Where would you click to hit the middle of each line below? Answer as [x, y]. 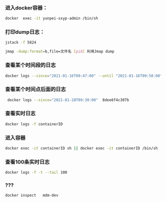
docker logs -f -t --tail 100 [36, 173]
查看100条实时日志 [27, 162]
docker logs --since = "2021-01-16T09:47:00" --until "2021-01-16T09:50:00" [84, 76]
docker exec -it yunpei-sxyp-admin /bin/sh [52, 18]
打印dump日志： [25, 32]
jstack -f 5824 [21, 43]
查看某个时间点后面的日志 [36, 89]
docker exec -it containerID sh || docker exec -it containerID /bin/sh [82, 149]
